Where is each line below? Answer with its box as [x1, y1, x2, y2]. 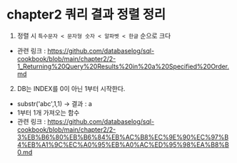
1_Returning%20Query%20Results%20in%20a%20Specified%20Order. [16, 62, 230, 70]
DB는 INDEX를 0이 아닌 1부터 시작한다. [16, 84, 126, 93]
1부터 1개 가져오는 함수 [16, 108, 80, 117]
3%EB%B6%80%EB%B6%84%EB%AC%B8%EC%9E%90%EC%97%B [16, 132, 229, 141]
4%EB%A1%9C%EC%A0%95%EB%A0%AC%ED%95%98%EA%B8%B [16, 140, 229, 149]
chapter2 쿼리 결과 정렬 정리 [6, 6, 166, 23]
